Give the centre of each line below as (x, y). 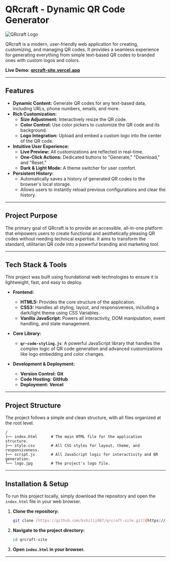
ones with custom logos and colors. (43, 60)
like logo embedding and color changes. (62, 354)
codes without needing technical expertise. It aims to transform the (76, 239)
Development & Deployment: (44, 364)
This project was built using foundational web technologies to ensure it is (82, 277)
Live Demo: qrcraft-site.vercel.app (43, 70)
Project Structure (33, 405)
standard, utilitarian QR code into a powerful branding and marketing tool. (82, 244)
